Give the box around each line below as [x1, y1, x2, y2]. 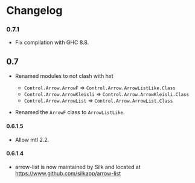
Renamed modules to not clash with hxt [14, 72, 113, 80]
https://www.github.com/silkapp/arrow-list [14, 170, 121, 177]
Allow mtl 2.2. [14, 136, 50, 143]
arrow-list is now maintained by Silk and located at [14, 163, 141, 170]
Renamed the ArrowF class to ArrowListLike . [14, 109, 125, 116]
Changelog [6, 4, 63, 18]
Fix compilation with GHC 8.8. [14, 39, 89, 46]
